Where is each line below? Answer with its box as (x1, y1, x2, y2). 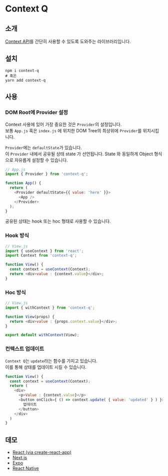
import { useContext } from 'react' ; (5, 249, 84, 254)
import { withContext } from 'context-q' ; (5, 305, 95, 310)
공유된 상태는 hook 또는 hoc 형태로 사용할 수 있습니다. (5, 218, 111, 224)
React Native (12, 465, 39, 471)
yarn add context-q (5, 78, 46, 83)
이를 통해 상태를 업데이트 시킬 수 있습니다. (5, 364, 86, 370)
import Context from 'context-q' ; (5, 253, 77, 258)
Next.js (12, 454, 27, 461)
